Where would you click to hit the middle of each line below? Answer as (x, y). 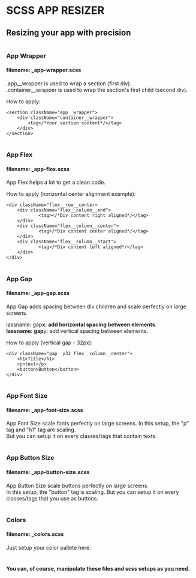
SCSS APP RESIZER (55, 11)
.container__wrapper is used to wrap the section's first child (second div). (97, 90)
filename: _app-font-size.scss (45, 410)
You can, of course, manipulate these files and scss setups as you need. (98, 569)
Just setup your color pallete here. (49, 547)
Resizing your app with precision (69, 33)
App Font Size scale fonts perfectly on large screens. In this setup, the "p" (98, 424)
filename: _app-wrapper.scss (44, 70)
